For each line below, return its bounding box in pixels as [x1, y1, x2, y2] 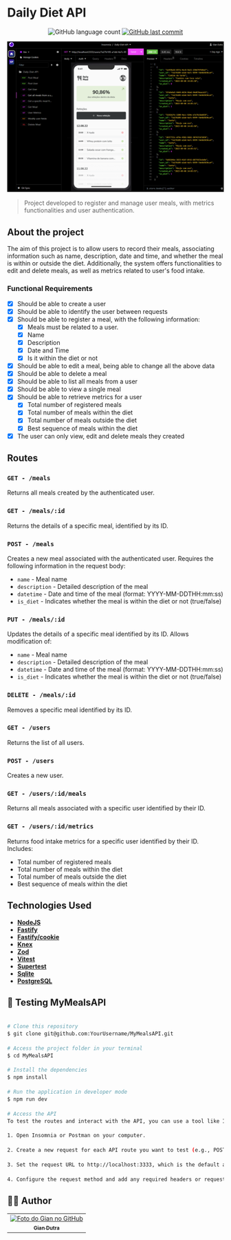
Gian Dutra [33, 1224, 60, 1232]
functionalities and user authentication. [23, 206, 135, 214]
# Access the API [7, 1110, 57, 1117]
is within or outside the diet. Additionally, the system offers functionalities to [7, 259, 222, 268]
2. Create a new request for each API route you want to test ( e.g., [7, 1147, 211, 1154]
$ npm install [7, 1074, 48, 1081]
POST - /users [7, 757, 54, 765]
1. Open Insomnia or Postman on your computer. [7, 1132, 146, 1139]
